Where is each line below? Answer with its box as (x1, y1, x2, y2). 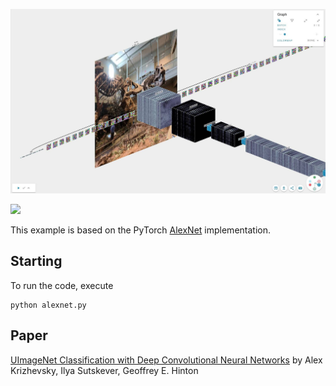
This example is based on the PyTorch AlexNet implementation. (10, 224, 271, 236)
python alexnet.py (10, 300, 87, 310)
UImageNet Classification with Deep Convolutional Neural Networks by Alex (10, 354, 323, 366)
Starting (10, 253, 63, 270)
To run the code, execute (10, 279, 114, 291)
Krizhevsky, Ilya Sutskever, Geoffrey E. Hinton (10, 364, 199, 376)
